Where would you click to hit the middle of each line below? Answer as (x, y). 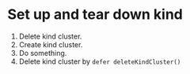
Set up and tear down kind (95, 15)
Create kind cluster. (51, 44)
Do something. (43, 53)
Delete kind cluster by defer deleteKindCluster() (100, 61)
